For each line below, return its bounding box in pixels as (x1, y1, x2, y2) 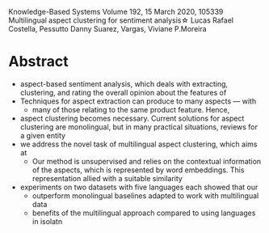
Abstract (8, 53, 69, 71)
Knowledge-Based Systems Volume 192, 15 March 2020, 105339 (8, 7, 224, 16)
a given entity (19, 130, 66, 140)
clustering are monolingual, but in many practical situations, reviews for (19, 121, 258, 132)
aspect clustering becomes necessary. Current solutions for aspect (19, 113, 245, 123)
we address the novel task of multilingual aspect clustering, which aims (19, 139, 258, 149)
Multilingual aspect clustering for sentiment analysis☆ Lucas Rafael (8, 15, 234, 25)
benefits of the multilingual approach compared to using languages (32, 208, 256, 218)
